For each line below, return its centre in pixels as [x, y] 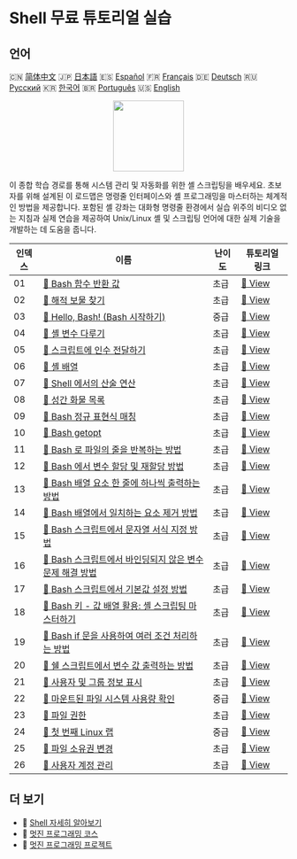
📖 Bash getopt [72, 433]
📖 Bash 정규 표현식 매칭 [90, 417]
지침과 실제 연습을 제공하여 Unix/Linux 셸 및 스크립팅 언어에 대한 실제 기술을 [149, 218]
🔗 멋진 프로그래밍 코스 [60, 833]
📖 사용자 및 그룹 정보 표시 [93, 682]
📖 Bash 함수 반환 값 [81, 284]
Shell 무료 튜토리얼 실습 [91, 18]
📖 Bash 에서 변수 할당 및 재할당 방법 [113, 466]
